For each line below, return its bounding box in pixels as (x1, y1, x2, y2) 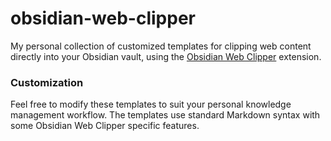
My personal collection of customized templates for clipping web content (10, 40, 312, 52)
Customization (10, 75, 84, 89)
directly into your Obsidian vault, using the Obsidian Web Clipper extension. (10, 50, 322, 62)
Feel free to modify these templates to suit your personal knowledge (10, 98, 292, 111)
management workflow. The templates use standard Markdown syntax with (10, 109, 321, 121)
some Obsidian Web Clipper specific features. (10, 120, 200, 132)
